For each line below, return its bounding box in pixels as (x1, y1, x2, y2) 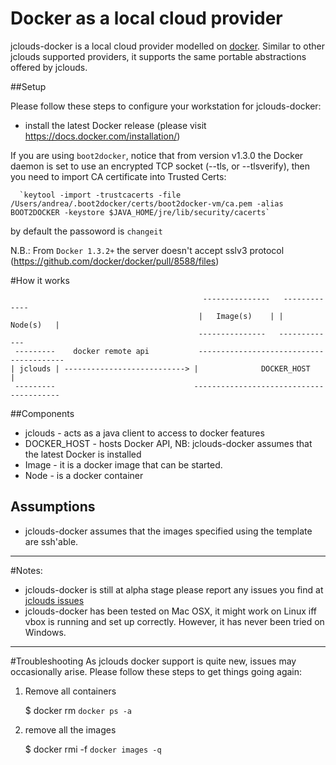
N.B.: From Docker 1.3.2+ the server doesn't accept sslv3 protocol (10, 244, 285, 256)
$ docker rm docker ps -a (24, 704, 133, 716)
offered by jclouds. (10, 61, 88, 73)
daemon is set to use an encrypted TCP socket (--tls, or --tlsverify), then (10, 160, 311, 172)
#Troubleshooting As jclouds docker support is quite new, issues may (10, 655, 297, 667)
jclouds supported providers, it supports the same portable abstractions (10, 50, 307, 62)
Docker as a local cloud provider (10, 7, 283, 30)
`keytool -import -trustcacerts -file (19, 190, 182, 200)
